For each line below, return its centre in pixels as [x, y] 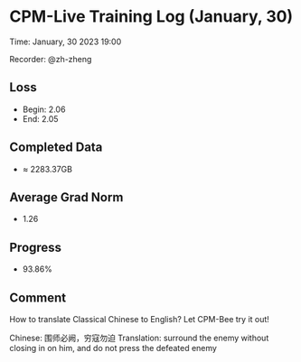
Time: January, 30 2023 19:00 [66, 42]
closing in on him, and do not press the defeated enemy [113, 348]
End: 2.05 [40, 118]
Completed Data [56, 148]
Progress [35, 247]
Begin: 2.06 [44, 109]
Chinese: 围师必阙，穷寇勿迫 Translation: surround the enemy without [139, 338]
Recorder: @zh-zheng [51, 59]
